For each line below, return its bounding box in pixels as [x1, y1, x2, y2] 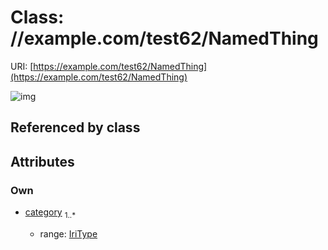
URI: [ [10, 60, 34, 72]
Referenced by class [10, 119, 141, 136]
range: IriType [39, 227, 98, 240]
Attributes [10, 153, 75, 170]
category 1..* [24, 206, 76, 220]
